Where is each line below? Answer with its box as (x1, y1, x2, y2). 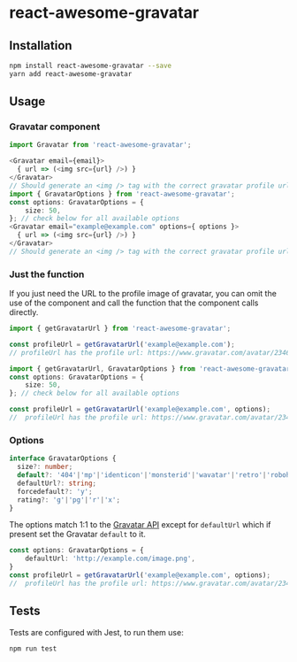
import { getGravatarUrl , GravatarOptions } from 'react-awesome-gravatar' (9, 364, 294, 373)
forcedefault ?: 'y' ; (17, 487, 93, 496)
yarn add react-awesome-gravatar (9, 69, 133, 78)
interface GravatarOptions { (9, 454, 117, 463)
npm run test (9, 644, 57, 653)
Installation (9, 38, 72, 53)
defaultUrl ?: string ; (17, 479, 97, 488)
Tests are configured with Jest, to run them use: (9, 627, 184, 637)
